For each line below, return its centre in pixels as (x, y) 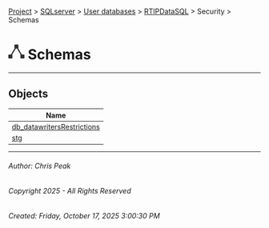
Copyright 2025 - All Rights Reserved (70, 191)
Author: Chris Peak (40, 166)
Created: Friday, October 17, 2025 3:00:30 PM (84, 215)
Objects (28, 93)
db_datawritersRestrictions (56, 127)
